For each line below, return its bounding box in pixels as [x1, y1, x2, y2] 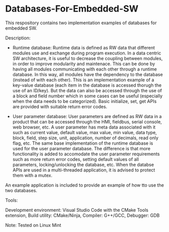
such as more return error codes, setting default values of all [12, 156, 139, 162]
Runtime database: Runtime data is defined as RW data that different [12, 44, 155, 50]
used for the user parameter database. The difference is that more [12, 145, 150, 151]
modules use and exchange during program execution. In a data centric [12, 50, 161, 56]
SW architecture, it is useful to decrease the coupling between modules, [12, 55, 163, 61]
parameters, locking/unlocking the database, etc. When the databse [12, 161, 154, 167]
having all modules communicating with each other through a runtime [12, 66, 157, 72]
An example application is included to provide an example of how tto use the [5, 182, 164, 188]
